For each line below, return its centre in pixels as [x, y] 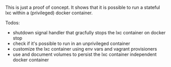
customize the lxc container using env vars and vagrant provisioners [85, 49]
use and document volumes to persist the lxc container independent [85, 54]
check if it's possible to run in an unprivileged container [71, 43]
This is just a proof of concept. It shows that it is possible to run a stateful [83, 7]
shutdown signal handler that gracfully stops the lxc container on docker [89, 32]
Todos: [13, 23]
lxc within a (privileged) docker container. [49, 13]
